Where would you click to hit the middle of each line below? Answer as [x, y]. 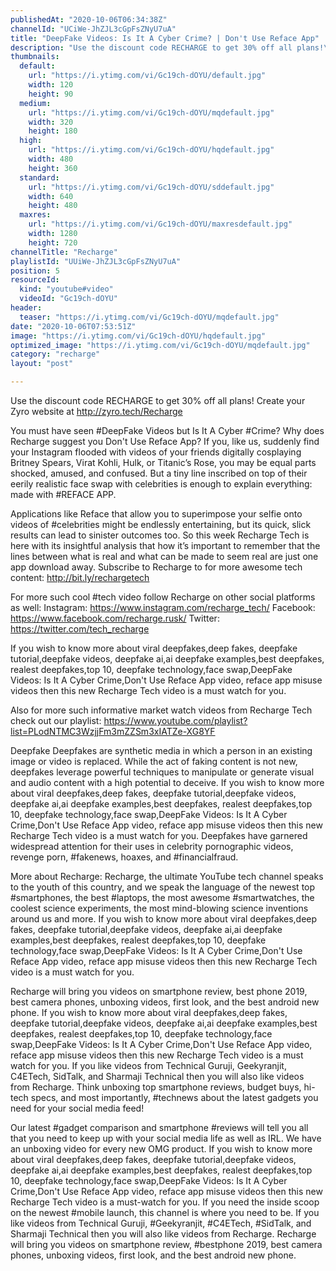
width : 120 [51, 85]
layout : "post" [42, 364]
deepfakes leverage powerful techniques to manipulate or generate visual [162, 772]
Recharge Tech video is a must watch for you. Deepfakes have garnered [159, 835]
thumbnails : [35, 57]
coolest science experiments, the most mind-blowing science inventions [159, 908]
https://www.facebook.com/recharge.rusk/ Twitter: [115, 618]
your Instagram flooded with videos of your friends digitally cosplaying [156, 452]
